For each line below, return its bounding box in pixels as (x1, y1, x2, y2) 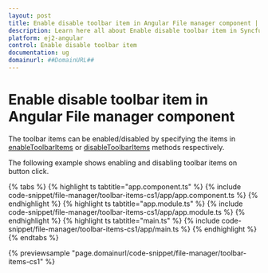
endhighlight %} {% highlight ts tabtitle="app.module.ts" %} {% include (8, 199, 243, 208)
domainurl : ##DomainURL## (8, 57, 94, 65)
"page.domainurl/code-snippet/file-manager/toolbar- (71, 248, 247, 258)
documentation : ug (8, 49, 69, 57)
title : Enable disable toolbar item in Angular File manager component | (8, 19, 259, 27)
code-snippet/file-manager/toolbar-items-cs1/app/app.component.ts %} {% (8, 190, 258, 200)
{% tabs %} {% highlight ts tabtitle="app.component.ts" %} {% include (8, 181, 242, 192)
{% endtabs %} (8, 232, 59, 242)
